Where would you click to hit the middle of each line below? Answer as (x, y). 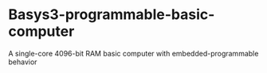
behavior (23, 62)
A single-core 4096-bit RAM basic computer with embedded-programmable (133, 53)
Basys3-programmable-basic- (112, 15)
